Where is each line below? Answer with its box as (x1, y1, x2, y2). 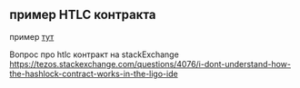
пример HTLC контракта (9, 7, 156, 23)
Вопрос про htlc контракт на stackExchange (9, 49, 179, 60)
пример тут (9, 31, 55, 42)
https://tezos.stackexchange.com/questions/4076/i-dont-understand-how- (9, 58, 291, 69)
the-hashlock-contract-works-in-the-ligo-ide (9, 68, 179, 79)
